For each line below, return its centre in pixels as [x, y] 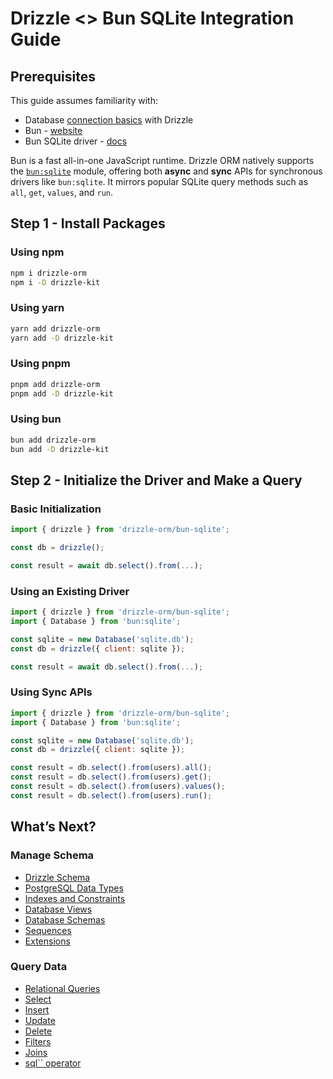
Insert [37, 1009]
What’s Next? [53, 827]
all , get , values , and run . [62, 192]
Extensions [47, 941]
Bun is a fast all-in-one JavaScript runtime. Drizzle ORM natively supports [162, 160]
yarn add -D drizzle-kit [62, 338]
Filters [38, 1041]
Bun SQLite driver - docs [76, 141]
